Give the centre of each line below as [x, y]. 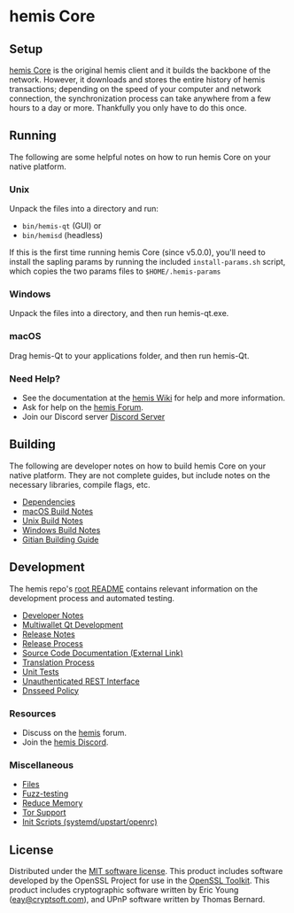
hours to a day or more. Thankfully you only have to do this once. [128, 108]
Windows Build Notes [61, 530]
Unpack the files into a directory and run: [84, 209]
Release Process [53, 643]
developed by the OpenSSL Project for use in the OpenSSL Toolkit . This [139, 881]
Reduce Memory [52, 803]
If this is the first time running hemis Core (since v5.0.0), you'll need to [137, 252]
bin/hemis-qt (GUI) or [62, 226]
